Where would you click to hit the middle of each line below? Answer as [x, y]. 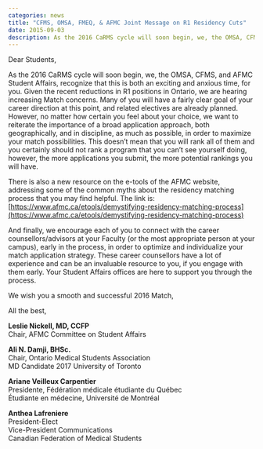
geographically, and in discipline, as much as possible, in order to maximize [130, 133]
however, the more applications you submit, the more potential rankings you [130, 159]
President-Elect [33, 422]
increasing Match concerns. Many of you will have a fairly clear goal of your [130, 100]
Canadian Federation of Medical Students [75, 438]
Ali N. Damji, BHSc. [40, 349]
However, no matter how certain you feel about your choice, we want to [123, 117]
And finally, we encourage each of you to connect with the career [114, 230]
